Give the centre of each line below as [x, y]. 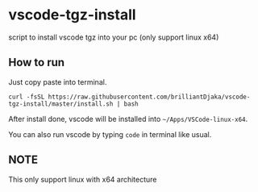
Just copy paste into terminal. [58, 81]
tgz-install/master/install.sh [61, 104]
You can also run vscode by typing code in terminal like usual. [110, 134]
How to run [37, 63]
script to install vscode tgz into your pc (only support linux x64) [114, 37]
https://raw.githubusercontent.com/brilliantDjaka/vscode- [149, 97]
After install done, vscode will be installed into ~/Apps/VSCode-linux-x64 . [128, 119]
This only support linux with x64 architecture [83, 179]
